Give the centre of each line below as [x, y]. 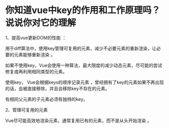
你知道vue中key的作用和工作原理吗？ [83, 10]
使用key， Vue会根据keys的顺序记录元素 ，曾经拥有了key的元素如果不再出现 [84, 82]
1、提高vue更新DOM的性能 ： [36, 38]
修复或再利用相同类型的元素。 [36, 71]
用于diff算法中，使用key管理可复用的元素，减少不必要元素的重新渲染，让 [81, 48]
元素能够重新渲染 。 [35, 54]
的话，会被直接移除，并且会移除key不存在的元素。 [58, 88]
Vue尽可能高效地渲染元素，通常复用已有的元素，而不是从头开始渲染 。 [79, 120]
